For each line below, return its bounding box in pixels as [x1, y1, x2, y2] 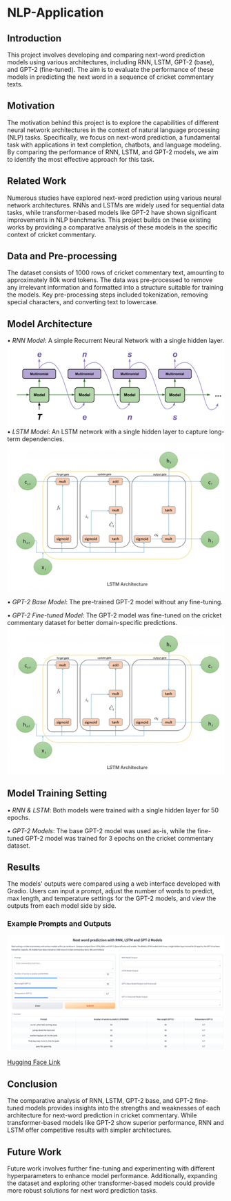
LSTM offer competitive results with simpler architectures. [7, 1126, 172, 1135]
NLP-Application [7, 5, 104, 21]
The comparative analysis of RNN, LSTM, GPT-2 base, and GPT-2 [7, 1097, 194, 1105]
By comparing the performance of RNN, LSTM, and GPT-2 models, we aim [7, 147, 219, 156]
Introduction [7, 32, 62, 44]
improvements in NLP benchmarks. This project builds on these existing [7, 216, 212, 224]
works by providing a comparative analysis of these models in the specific [7, 223, 218, 231]
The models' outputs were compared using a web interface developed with [7, 879, 221, 888]
